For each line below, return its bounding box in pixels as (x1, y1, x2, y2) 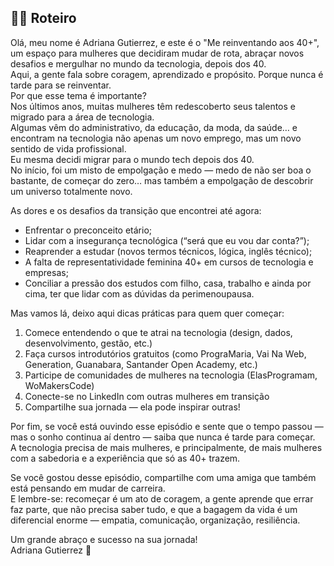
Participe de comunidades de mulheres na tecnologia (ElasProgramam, (24, 369, 318, 381)
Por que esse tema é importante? (10, 89, 147, 101)
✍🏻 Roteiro (10, 10, 77, 27)
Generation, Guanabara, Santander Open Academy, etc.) (24, 358, 258, 370)
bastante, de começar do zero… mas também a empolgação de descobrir (10, 174, 314, 186)
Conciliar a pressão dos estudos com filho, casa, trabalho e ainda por (24, 277, 312, 289)
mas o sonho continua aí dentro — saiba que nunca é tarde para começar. (10, 431, 316, 443)
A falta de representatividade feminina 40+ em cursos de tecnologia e (24, 256, 314, 268)
